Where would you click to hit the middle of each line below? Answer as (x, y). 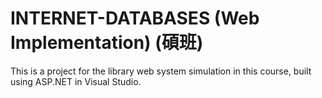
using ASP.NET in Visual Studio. (76, 81)
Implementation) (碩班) (107, 43)
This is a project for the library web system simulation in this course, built (161, 71)
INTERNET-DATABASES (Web (135, 18)
